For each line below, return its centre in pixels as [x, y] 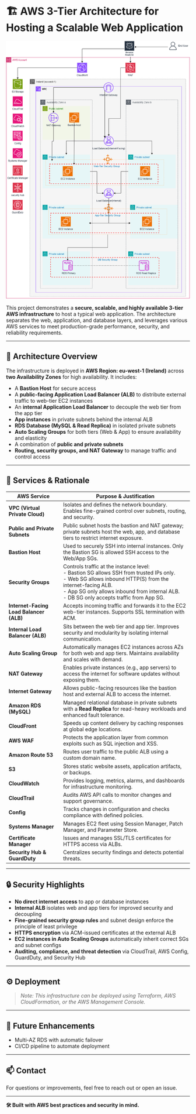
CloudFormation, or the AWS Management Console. [83, 1002]
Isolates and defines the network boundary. [115, 505]
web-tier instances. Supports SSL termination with [124, 612]
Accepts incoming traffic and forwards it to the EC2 [125, 606]
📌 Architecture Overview [52, 357]
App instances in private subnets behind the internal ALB [83, 419]
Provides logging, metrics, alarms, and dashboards [124, 780]
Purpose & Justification [125, 496]
